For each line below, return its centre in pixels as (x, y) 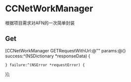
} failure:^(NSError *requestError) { (45, 65)
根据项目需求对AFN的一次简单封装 (40, 23)
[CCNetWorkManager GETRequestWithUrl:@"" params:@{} (65, 50)
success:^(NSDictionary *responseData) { (48, 56)
